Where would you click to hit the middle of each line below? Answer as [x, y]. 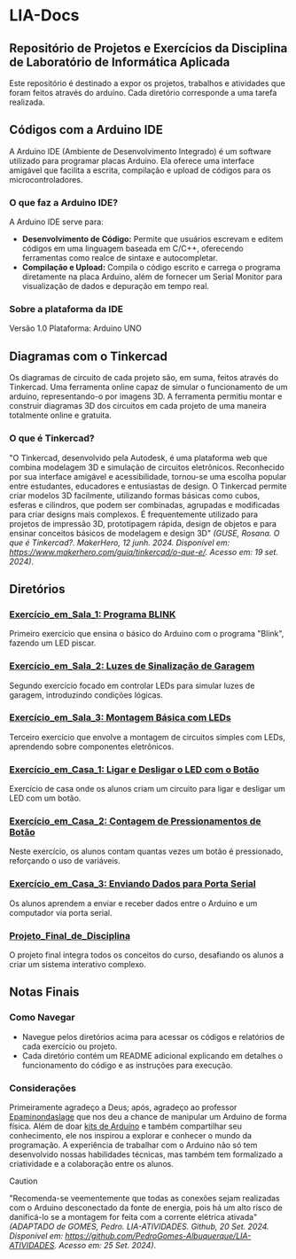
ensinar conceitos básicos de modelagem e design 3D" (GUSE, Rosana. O [144, 533]
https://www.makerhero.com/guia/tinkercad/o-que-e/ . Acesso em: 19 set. [144, 551]
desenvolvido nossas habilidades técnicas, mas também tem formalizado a [146, 1154]
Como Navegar [42, 1018]
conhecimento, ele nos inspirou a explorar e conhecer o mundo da [131, 1135]
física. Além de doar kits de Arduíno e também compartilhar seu [125, 1126]
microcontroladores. [46, 179]
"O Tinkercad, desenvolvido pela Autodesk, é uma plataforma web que [138, 457]
